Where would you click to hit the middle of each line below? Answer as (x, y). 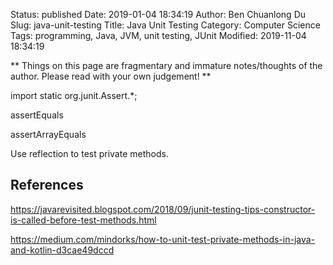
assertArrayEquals (48, 134)
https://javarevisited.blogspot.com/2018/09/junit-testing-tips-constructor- (163, 209)
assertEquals (37, 115)
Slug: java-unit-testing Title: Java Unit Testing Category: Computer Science (165, 25)
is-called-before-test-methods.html (83, 220)
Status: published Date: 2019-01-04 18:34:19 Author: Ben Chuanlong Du (158, 14)
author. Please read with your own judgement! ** (111, 76)
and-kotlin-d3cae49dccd (62, 250)
